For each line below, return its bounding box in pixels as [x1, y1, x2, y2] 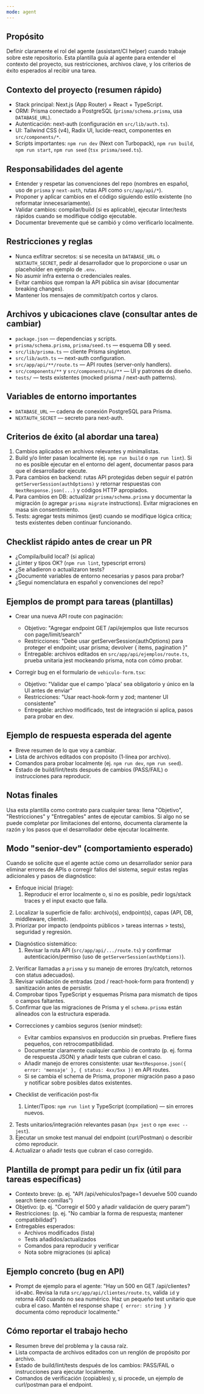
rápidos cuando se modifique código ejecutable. [15, 213, 137, 220]
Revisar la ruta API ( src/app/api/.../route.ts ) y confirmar [24, 947, 172, 954]
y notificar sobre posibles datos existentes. [24, 1079, 133, 1086]
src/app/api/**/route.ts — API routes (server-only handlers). [15, 361, 172, 368]
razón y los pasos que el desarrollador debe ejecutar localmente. [6, 826, 169, 833]
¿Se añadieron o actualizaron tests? [15, 566, 105, 573]
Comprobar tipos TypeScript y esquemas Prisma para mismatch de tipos [15, 991, 198, 998]
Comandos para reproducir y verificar [24, 1242, 119, 1250]
